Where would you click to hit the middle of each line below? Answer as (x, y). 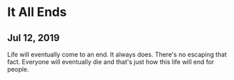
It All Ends (37, 12)
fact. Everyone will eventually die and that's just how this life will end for (111, 62)
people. (18, 69)
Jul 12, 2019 (34, 38)
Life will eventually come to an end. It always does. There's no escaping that (117, 54)
